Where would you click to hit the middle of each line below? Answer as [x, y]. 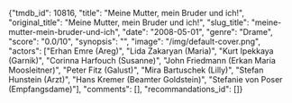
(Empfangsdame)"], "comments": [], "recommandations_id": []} [126, 89]
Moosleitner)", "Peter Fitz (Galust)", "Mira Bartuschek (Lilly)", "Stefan [136, 70]
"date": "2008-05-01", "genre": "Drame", [198, 32]
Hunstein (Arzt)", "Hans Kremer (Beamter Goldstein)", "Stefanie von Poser [146, 79]
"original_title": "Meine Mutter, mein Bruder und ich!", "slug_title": [129, 22]
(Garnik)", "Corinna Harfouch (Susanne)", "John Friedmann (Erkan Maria [142, 60]
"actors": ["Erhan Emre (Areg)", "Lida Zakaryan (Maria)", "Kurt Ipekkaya [141, 51]
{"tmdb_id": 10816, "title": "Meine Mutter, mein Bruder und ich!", [127, 13]
